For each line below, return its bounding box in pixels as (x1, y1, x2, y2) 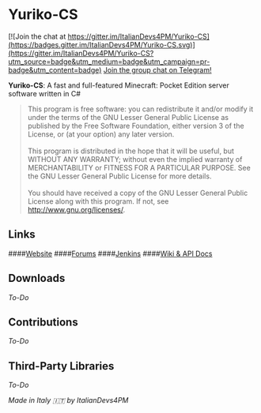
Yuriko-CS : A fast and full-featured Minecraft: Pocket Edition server (8, 81, 229, 90)
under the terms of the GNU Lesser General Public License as (27, 112, 229, 122)
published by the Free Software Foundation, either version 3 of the (27, 121, 244, 130)
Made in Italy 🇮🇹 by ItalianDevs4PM (8, 396, 129, 405)
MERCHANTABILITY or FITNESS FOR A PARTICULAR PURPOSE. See (27, 163, 251, 172)
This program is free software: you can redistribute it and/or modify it (27, 104, 254, 114)
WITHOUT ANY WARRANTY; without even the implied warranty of (27, 154, 243, 163)
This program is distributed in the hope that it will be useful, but (27, 146, 235, 156)
